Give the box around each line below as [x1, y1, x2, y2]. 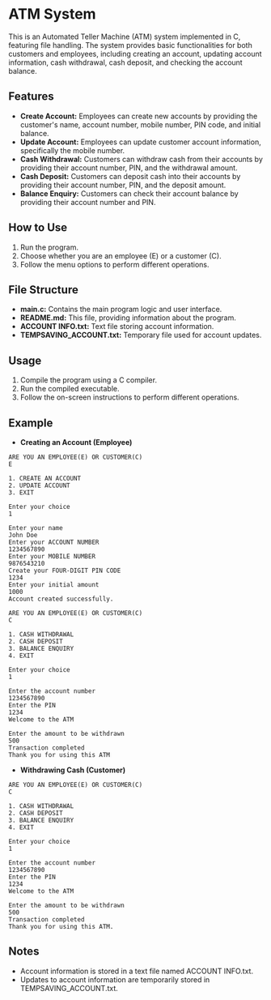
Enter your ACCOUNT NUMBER [8, 538, 100, 546]
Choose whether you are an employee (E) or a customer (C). [19, 250, 222, 260]
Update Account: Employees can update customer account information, [19, 137, 261, 147]
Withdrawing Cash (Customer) [19, 765, 126, 775]
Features [8, 90, 54, 104]
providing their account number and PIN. [19, 197, 156, 207]
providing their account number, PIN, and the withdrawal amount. [19, 163, 238, 173]
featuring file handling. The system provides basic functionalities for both [8, 40, 252, 49]
